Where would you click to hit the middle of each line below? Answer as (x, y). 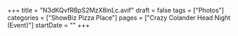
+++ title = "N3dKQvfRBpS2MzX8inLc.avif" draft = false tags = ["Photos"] (116, 10)
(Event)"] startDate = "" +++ (49, 25)
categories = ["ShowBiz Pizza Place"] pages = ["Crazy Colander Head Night (119, 18)
